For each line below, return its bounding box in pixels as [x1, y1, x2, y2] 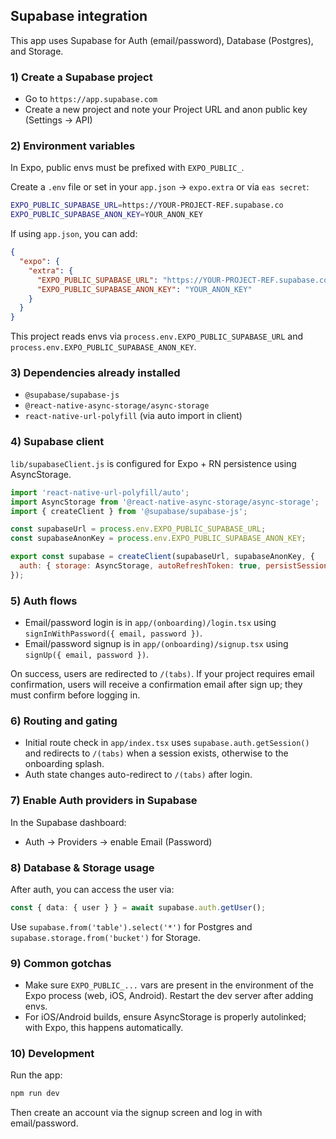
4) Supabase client [10, 435, 105, 449]
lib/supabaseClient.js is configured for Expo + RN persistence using [10, 457, 297, 469]
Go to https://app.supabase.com [24, 93, 158, 105]
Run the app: [10, 1069, 63, 1081]
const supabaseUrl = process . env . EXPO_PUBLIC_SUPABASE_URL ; [10, 524, 267, 534]
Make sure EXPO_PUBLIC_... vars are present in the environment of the [24, 979, 314, 991]
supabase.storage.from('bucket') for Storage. [10, 931, 201, 943]
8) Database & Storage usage [10, 860, 155, 874]
